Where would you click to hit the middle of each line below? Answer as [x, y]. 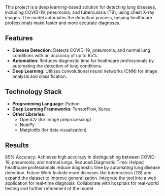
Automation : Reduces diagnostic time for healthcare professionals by [83, 61]
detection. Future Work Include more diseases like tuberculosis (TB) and [78, 173]
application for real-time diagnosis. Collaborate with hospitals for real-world [82, 183]
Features [19, 38]
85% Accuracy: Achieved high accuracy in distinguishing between [72, 157]
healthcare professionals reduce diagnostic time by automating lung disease [82, 167]
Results [17, 146]
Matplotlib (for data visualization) [53, 130]
